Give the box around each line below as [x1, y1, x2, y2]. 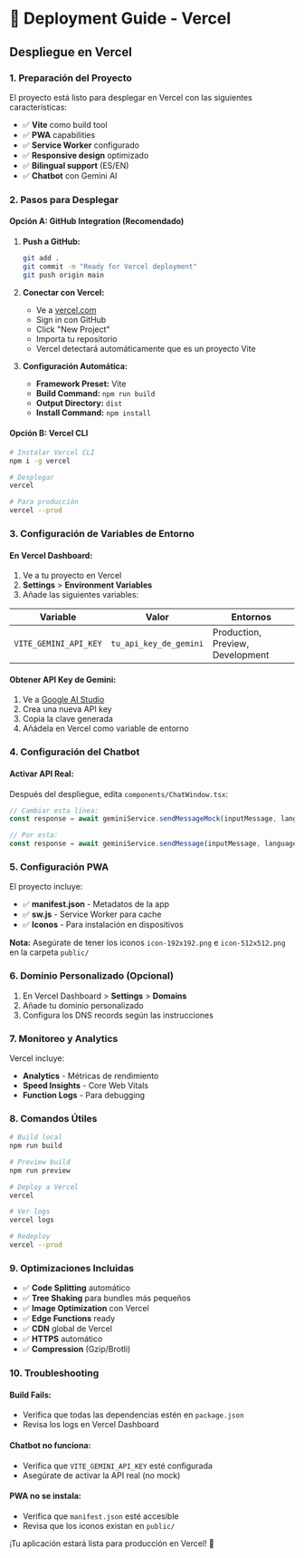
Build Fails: [9, 1389, 52, 1400]
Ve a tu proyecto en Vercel [22, 570, 122, 581]
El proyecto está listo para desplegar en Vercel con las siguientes [9, 92, 253, 102]
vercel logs [9, 1215, 54, 1225]
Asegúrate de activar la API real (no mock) [22, 1469, 181, 1481]
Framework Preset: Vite [35, 378, 127, 389]
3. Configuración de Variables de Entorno [9, 528, 195, 540]
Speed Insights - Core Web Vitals [22, 1079, 149, 1091]
